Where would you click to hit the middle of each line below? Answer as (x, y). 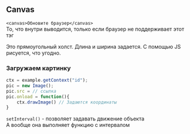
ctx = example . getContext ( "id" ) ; (47, 81)
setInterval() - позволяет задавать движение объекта (75, 119)
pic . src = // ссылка (31, 91)
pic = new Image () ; (30, 86)
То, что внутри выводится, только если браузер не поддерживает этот (95, 29)
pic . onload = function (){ (38, 96)
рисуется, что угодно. (34, 53)
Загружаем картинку (39, 68)
